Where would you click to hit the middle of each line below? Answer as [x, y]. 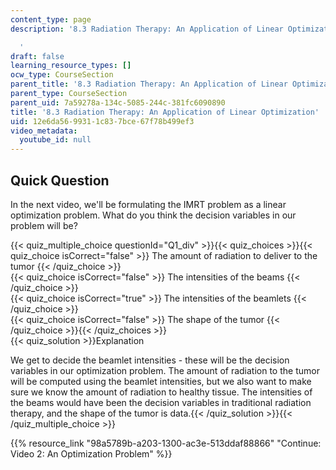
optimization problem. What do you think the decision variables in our [153, 215]
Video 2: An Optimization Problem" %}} [91, 453]
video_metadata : [44, 131]
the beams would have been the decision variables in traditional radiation [161, 402]
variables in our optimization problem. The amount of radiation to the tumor [165, 370]
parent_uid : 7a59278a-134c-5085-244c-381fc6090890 [118, 102]
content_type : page [51, 19]
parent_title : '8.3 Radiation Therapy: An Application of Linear [149, 84]
